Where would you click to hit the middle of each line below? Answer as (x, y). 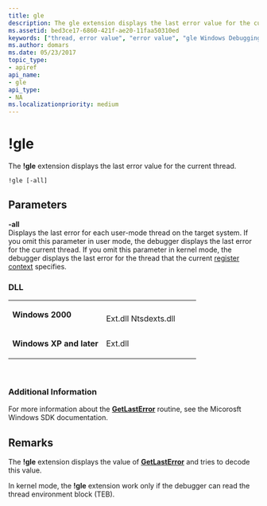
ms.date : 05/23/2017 (43, 53)
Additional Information (53, 392)
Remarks (31, 443)
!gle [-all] (28, 181)
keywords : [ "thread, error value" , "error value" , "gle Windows (117, 38)
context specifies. (38, 266)
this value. (25, 470)
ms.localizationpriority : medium (64, 104)
